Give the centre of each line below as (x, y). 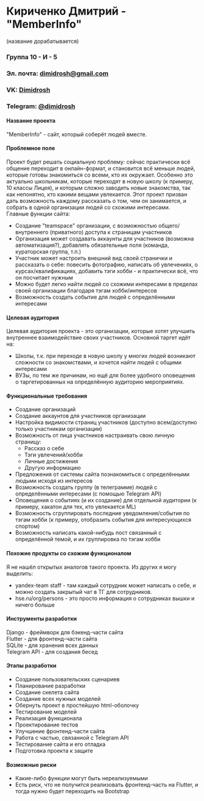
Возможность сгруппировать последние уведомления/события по (102, 513)
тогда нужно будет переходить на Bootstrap (72, 791)
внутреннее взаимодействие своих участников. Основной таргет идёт (98, 338)
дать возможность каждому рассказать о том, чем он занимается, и (97, 201)
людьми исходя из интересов (54, 481)
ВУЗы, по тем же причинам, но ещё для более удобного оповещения (105, 375)
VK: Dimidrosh (28, 90)
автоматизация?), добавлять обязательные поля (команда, (92, 245)
